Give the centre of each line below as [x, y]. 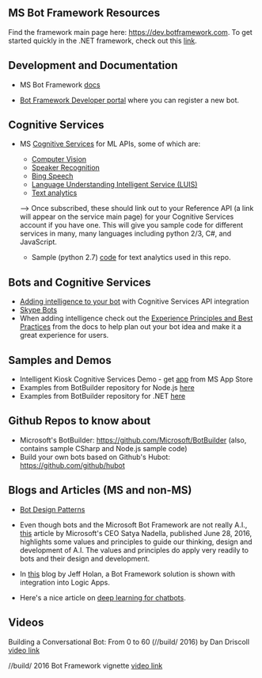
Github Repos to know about [80, 421]
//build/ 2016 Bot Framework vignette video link [85, 665]
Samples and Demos [60, 360]
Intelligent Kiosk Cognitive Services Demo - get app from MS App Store [136, 379]
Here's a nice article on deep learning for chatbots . [103, 597]
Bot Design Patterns [52, 509]
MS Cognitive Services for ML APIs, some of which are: [110, 144]
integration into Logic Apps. [65, 582]
